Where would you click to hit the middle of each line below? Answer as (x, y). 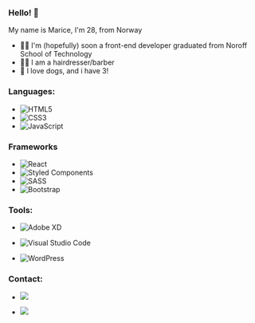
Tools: (21, 210)
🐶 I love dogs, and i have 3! (64, 71)
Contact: (25, 279)
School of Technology (56, 54)
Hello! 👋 (24, 13)
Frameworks (33, 147)
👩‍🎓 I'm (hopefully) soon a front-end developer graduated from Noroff (133, 45)
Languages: (32, 92)
